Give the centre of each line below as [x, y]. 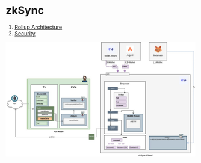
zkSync [25, 11]
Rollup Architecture [38, 27]
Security [25, 33]
